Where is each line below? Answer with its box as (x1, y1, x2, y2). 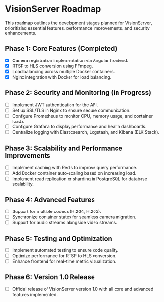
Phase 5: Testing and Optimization (5, 234, 113, 242)
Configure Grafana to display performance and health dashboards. (12, 124, 147, 129)
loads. (12, 119, 25, 124)
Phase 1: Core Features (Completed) (5, 44, 117, 53)
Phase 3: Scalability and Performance (5, 144, 123, 152)
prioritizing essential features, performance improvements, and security (5, 25, 150, 30)
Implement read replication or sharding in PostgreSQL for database (12, 176, 148, 181)
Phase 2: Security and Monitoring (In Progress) (5, 89, 152, 97)
